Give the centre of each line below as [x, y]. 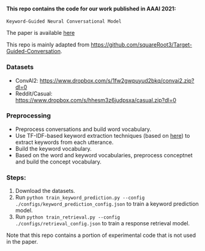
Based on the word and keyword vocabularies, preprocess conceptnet [104, 155]
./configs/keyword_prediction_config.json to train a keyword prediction [107, 204]
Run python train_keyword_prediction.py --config [80, 197]
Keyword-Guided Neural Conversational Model [64, 21]
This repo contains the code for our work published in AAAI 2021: [91, 9]
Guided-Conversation [34, 51]
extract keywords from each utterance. [64, 142]
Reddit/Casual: [34, 93]
